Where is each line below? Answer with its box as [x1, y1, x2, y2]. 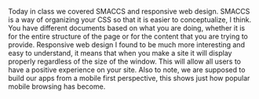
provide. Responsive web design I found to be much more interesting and [8, 40, 246, 49]
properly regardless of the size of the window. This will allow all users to [8, 57, 242, 66]
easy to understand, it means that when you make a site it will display [8, 49, 232, 57]
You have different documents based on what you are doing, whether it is [8, 24, 246, 32]
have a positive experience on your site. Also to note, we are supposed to [8, 65, 246, 74]
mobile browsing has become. [8, 82, 106, 91]
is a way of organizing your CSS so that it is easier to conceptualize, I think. [8, 15, 252, 24]
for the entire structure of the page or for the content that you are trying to [8, 31, 249, 41]
